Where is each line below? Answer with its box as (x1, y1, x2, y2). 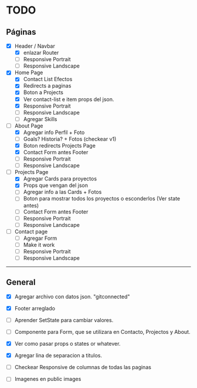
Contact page (14, 228, 48, 235)
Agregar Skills (23, 115, 57, 122)
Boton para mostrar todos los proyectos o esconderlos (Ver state (23, 195, 181, 202)
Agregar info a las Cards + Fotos (23, 189, 102, 196)
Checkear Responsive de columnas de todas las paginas (14, 364, 151, 371)
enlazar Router (23, 49, 59, 56)
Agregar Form (23, 235, 57, 242)
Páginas (6, 27, 36, 37)
